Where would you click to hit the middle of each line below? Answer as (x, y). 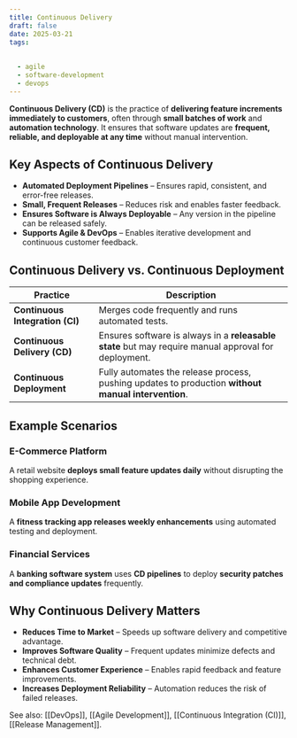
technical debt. (49, 660)
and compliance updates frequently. (76, 583)
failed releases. (49, 698)
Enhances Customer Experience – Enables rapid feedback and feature (151, 670)
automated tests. (133, 322)
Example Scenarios (63, 426)
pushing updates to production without (180, 384)
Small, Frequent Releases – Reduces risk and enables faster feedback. (151, 205)
